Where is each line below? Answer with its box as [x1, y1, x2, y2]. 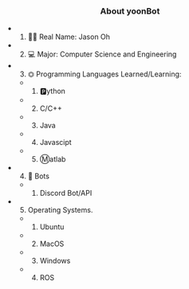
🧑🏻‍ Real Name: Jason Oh [27, 32, 110, 41]
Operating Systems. [27, 205, 93, 215]
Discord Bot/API [39, 189, 93, 198]
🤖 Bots [27, 171, 50, 181]
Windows [39, 256, 71, 266]
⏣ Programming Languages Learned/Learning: [27, 69, 182, 79]
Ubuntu [39, 222, 65, 232]
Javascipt [39, 138, 72, 147]
